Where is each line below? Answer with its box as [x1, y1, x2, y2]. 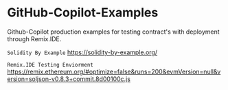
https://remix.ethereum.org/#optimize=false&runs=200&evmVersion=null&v [7, 67, 221, 76]
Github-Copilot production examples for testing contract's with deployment [7, 27, 220, 36]
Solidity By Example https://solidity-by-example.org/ [7, 48, 158, 56]
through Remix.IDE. [7, 34, 62, 43]
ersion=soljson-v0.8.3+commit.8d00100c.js [7, 74, 130, 83]
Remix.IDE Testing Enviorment [7, 61, 94, 68]
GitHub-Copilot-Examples [7, 5, 159, 21]
